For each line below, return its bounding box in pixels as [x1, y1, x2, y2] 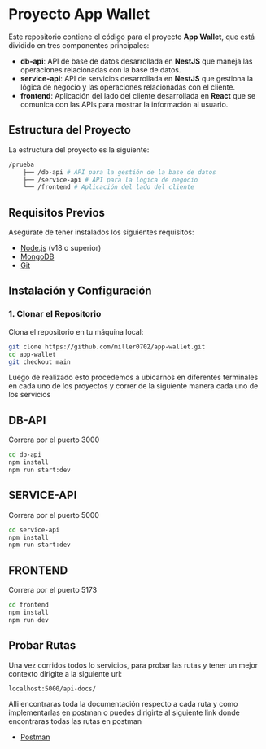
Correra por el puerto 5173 [8, 585, 98, 595]
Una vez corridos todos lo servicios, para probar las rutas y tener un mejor [8, 660, 259, 670]
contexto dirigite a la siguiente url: [8, 668, 123, 678]
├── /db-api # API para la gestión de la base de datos [23, 168, 217, 176]
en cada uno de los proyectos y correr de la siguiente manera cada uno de [8, 381, 259, 391]
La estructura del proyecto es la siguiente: [8, 144, 150, 155]
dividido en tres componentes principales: [8, 40, 150, 50]
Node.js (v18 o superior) [20, 243, 102, 253]
